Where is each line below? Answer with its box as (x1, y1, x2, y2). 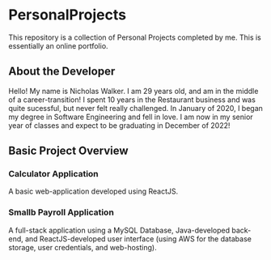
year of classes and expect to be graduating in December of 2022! (8, 120, 231, 130)
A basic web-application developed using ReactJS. (8, 186, 179, 196)
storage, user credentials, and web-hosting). (8, 242, 157, 252)
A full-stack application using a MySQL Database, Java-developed (8, 225, 231, 235)
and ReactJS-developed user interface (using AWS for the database (24, 233, 252, 244)
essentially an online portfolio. (8, 40, 108, 50)
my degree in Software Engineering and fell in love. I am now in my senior (8, 112, 253, 121)
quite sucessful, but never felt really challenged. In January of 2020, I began (8, 103, 263, 113)
